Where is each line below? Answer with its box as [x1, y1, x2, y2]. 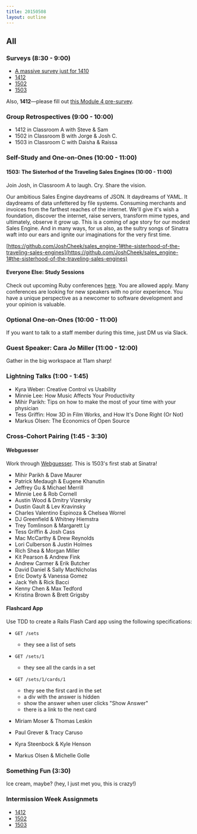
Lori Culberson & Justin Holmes [14, 541, 93, 548]
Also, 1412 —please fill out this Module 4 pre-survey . [6, 98, 134, 105]
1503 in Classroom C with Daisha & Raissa [14, 139, 117, 146]
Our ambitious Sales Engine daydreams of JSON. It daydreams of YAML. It [6, 193, 188, 200]
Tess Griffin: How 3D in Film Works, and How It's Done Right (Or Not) [14, 411, 184, 418]
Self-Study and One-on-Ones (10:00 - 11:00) [6, 154, 138, 162]
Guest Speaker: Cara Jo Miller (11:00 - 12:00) [6, 344, 138, 352]
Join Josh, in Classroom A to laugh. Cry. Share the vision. [6, 182, 147, 189]
